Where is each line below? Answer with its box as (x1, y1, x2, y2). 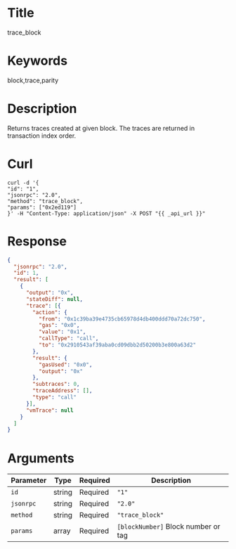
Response (7, 233, 67, 249)
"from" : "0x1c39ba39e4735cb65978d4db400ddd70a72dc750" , (38, 315, 206, 323)
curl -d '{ (7, 179, 39, 186)
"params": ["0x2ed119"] (7, 204, 77, 211)
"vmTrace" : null (25, 406, 74, 414)
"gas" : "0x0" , (38, 322, 80, 329)
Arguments (7, 450, 75, 466)
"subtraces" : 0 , (32, 381, 80, 388)
